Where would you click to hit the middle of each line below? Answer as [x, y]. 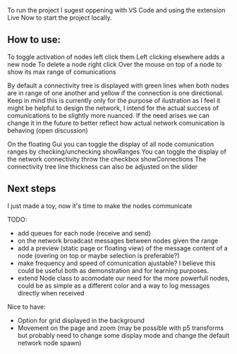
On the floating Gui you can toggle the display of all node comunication [110, 144]
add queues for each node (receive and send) [84, 233]
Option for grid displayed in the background [81, 320]
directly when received [51, 293]
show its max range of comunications [62, 72]
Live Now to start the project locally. [60, 18]
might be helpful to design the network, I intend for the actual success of [113, 108]
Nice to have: [26, 307]
